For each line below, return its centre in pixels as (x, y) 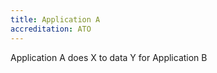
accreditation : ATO (51, 29)
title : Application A (55, 19)
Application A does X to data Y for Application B (109, 57)
